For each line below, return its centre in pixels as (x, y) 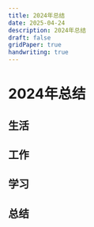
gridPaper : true (35, 45)
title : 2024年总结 (37, 15)
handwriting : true (38, 52)
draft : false (30, 38)
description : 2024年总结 (47, 30)
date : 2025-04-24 (37, 23)
